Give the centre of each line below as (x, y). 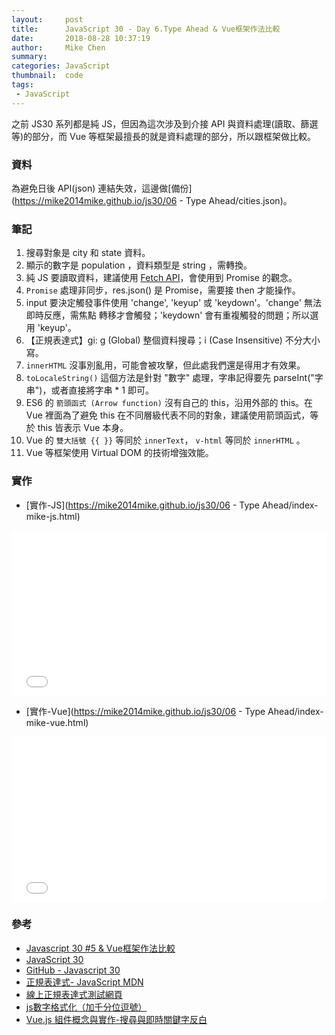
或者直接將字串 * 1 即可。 (102, 390)
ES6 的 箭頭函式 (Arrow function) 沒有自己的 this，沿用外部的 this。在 (169, 403)
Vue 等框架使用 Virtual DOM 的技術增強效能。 (119, 453)
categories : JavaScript (61, 66)
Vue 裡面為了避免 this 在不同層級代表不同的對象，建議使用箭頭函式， (168, 415)
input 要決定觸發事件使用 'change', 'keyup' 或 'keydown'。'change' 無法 (173, 303)
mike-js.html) (53, 516)
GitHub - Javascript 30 (73, 970)
